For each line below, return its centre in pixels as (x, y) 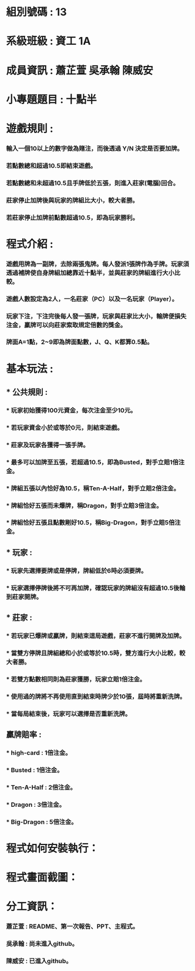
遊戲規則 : (30, 129)
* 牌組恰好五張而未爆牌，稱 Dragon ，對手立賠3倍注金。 (84, 506)
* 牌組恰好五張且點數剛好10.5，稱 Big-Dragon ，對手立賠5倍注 (93, 523)
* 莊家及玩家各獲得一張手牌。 (48, 445)
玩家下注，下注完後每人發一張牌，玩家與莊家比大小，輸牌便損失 (96, 316)
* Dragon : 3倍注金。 (36, 804)
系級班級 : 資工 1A (48, 41)
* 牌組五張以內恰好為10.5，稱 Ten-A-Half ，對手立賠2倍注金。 (93, 488)
